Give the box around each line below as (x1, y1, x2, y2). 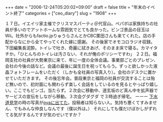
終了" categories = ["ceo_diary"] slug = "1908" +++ (13, 10, 117, 16)
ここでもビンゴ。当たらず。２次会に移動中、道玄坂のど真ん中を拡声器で (13, 87, 158, 93)
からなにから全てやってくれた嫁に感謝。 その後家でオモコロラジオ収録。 (9, 39, 155, 45)
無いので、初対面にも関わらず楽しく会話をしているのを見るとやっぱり (9, 82, 150, 87)
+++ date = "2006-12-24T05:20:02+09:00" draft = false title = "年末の (5, 4, 147, 10)
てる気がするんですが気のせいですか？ (5, 112, 82, 118)
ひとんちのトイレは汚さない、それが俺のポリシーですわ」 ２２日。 (19, 51, 153, 57)
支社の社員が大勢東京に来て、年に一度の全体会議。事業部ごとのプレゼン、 (9, 57, 158, 63)
